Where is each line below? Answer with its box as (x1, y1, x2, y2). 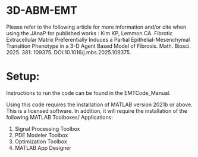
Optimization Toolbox (14, 138, 67, 145)
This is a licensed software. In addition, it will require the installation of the (6, 107, 187, 114)
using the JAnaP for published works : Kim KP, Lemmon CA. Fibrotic (6, 29, 173, 36)
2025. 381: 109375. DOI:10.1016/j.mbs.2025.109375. (6, 48, 131, 56)
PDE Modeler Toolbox (14, 131, 68, 138)
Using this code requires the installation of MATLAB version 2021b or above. (6, 101, 193, 108)
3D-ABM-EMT (6, 4, 77, 17)
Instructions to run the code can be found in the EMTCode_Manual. (6, 89, 171, 96)
